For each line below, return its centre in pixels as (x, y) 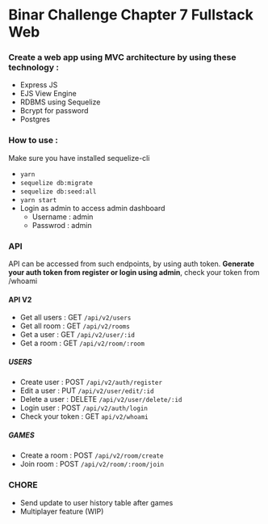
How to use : (33, 141)
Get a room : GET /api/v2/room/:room (82, 343)
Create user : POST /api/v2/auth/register (91, 382)
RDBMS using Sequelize (60, 102)
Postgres (35, 120)
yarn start (38, 200)
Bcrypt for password (54, 111)
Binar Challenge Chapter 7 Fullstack (131, 15)
